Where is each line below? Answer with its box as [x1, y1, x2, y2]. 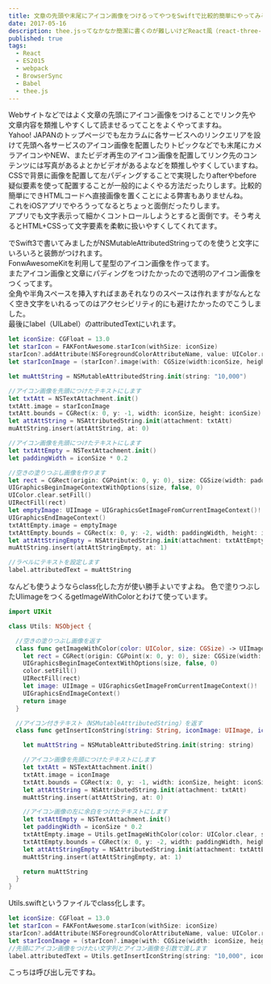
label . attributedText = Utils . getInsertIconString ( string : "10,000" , [8, 952, 248, 960]
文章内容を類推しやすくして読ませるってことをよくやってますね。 [8, 120, 226, 130]
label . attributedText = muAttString [8, 566, 131, 574]
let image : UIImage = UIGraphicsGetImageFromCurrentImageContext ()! [23, 682, 258, 690]
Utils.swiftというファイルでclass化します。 [8, 898, 150, 908]
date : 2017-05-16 [8, 19, 67, 27]
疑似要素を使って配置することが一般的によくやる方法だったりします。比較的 [8, 181, 262, 191]
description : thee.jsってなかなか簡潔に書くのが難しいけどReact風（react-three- [8, 27, 262, 35]
